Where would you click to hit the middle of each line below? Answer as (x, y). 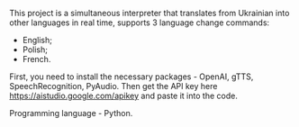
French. (36, 59)
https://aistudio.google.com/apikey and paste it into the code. (124, 95)
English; (37, 40)
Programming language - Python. (71, 113)
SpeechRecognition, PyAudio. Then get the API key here (113, 86)
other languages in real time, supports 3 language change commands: (140, 23)
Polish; (35, 50)
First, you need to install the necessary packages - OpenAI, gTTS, (131, 77)
